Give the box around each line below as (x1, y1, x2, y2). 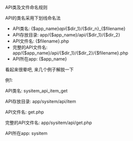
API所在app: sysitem (5, 130, 48, 136)
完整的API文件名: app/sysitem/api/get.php (5, 119, 92, 125)
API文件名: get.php (5, 109, 44, 115)
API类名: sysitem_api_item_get (5, 88, 68, 93)
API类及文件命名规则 (5, 4, 48, 10)
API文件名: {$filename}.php (12, 38, 69, 44)
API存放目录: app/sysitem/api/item (5, 98, 76, 104)
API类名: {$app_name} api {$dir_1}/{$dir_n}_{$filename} (12, 25, 125, 31)
